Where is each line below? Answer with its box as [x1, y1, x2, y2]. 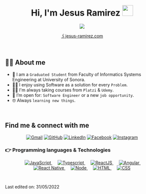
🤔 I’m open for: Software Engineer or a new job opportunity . [12, 92, 134, 98]
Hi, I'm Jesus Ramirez [31, 7, 121, 19]
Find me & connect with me [5, 121, 89, 129]
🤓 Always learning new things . [12, 97, 76, 103]
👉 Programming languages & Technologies [5, 147, 111, 153]
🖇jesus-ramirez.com [61, 33, 104, 39]
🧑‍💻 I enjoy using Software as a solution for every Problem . [12, 82, 128, 87]
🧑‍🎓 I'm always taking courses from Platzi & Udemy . [12, 87, 114, 93]
